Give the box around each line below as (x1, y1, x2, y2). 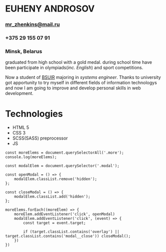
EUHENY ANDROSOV (5, 3, 95, 15)
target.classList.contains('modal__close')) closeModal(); (5, 234, 131, 239)
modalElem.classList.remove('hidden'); (14, 177, 97, 182)
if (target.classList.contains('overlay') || (23, 229, 120, 234)
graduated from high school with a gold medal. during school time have (5, 59, 152, 65)
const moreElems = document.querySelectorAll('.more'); (5, 150, 124, 156)
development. (5, 90, 33, 96)
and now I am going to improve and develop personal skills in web (5, 85, 141, 91)
